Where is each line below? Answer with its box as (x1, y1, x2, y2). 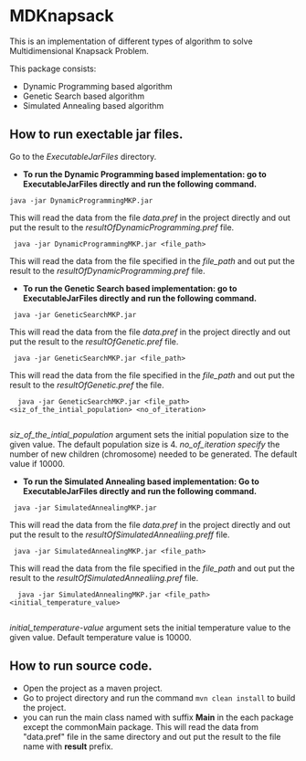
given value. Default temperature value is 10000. (9, 631, 192, 642)
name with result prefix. (22, 741, 114, 752)
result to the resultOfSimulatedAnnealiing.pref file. (9, 572, 199, 583)
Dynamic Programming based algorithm (22, 80, 174, 91)
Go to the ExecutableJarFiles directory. (9, 151, 157, 162)
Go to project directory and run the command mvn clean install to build (22, 692, 296, 703)
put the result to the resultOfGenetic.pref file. (9, 335, 179, 347)
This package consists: (9, 63, 97, 74)
